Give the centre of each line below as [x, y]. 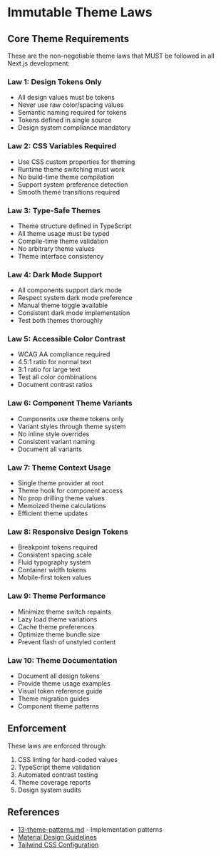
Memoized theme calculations [62, 506]
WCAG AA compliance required [64, 354]
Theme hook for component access [70, 491]
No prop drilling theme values [61, 498]
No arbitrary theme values [56, 248]
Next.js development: [38, 63]
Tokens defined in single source [65, 120]
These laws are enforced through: [57, 746]
